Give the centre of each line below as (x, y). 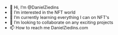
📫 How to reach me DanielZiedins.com (49, 28)
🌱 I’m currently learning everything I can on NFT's (59, 17)
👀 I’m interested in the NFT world (42, 12)
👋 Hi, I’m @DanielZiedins (34, 7)
